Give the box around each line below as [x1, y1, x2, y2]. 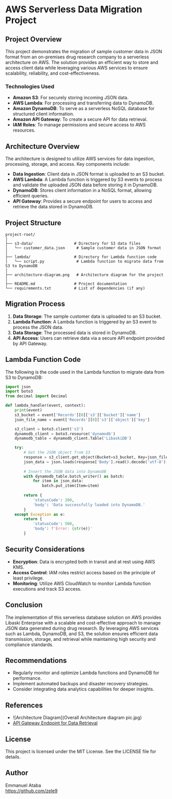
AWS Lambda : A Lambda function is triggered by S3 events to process [12, 177, 162, 183]
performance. [12, 675, 42, 681]
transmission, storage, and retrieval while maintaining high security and [5, 636, 156, 642]
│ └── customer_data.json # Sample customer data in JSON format [5, 245, 161, 250]
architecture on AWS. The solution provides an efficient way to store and [5, 59, 159, 65]
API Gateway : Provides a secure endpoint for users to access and [12, 198, 152, 204]
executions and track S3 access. [12, 586, 82, 592]
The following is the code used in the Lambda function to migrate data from [5, 369, 165, 375]
